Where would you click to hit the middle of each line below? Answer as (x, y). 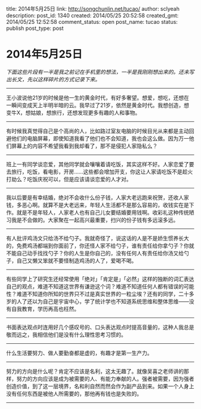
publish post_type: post (35, 28)
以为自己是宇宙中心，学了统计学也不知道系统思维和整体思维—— (110, 301)
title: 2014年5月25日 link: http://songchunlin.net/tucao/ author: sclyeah (93, 9)
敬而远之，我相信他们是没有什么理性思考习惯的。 (66, 334)
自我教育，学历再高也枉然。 (45, 309)
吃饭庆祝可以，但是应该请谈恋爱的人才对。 (79, 179)
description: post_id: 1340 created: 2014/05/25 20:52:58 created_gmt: (92, 16)
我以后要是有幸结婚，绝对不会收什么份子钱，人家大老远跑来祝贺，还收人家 (98, 197)
